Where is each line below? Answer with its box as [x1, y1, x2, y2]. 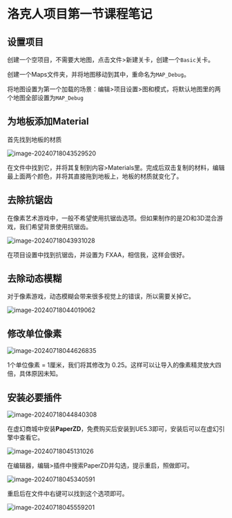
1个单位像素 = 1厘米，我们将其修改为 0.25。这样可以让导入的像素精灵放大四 [7, 361, 222, 370]
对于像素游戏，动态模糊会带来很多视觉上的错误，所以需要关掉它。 [7, 292, 195, 300]
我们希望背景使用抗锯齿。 [19, 222, 92, 231]
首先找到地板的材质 [7, 135, 62, 144]
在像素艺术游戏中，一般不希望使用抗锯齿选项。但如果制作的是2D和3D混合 [7, 213, 217, 222]
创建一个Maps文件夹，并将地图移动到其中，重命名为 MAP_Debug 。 [7, 70, 190, 78]
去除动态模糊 [7, 273, 62, 285]
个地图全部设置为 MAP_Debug [7, 94, 84, 102]
